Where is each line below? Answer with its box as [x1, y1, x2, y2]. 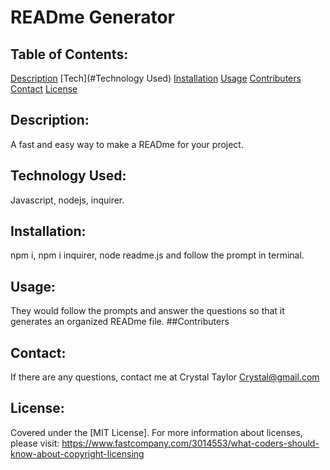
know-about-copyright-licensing [10, 447, 145, 460]
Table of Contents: [10, 46, 129, 63]
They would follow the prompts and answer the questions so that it [10, 305, 285, 317]
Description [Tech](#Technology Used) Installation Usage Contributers [10, 72, 302, 84]
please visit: [10, 437, 60, 449]
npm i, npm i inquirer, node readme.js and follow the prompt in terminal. [10, 249, 305, 261]
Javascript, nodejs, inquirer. [10, 194, 125, 206]
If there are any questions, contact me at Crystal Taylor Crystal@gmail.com [10, 371, 320, 383]
